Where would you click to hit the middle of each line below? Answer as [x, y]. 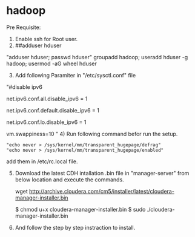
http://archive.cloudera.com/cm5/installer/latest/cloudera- [102, 191]
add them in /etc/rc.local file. [42, 161]
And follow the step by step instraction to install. [75, 227]
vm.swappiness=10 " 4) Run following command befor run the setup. [92, 134]
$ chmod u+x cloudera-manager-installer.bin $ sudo [80, 209]
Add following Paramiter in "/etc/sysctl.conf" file [75, 75]
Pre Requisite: [24, 27]
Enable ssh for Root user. [46, 39]
